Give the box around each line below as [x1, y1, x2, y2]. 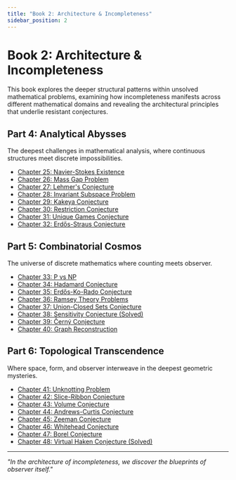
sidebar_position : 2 [7, 17, 68, 24]
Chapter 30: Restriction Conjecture [17, 205, 119, 214]
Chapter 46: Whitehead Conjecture [17, 422, 119, 431]
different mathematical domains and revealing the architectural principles [7, 100, 219, 109]
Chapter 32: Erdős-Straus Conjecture [17, 220, 126, 228]
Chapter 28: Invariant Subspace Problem [17, 190, 136, 199]
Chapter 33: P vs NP [17, 273, 77, 281]
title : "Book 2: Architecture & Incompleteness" [7, 10, 152, 18]
